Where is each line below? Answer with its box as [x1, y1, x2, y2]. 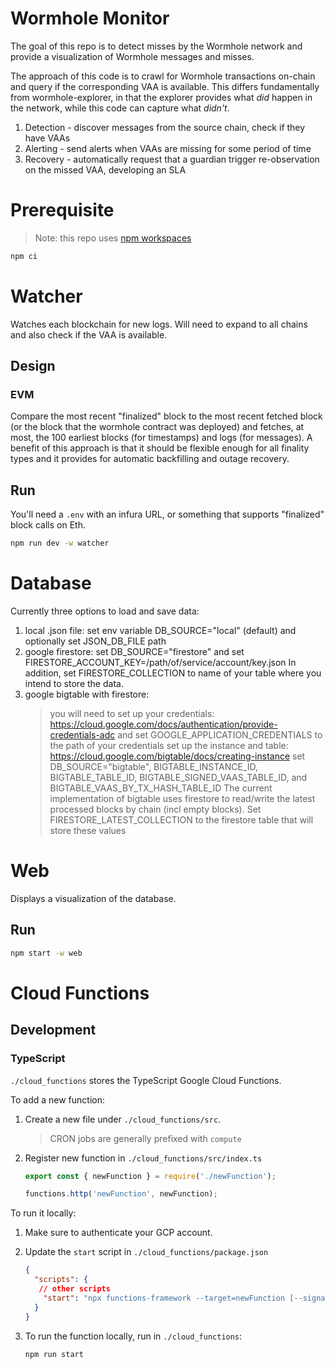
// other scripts [38, 1284, 111, 1294]
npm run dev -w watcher [10, 538, 110, 549]
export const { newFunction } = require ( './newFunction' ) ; [24, 1171, 277, 1181]
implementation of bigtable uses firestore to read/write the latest [49, 793, 316, 804]
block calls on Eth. [10, 519, 86, 531]
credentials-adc [49, 729, 116, 741]
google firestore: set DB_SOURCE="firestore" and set [24, 646, 245, 657]
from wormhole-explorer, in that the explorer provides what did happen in [10, 91, 313, 103]
